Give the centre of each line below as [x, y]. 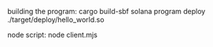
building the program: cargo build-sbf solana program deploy [106, 11]
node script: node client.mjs [52, 35]
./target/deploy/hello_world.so [56, 20]
